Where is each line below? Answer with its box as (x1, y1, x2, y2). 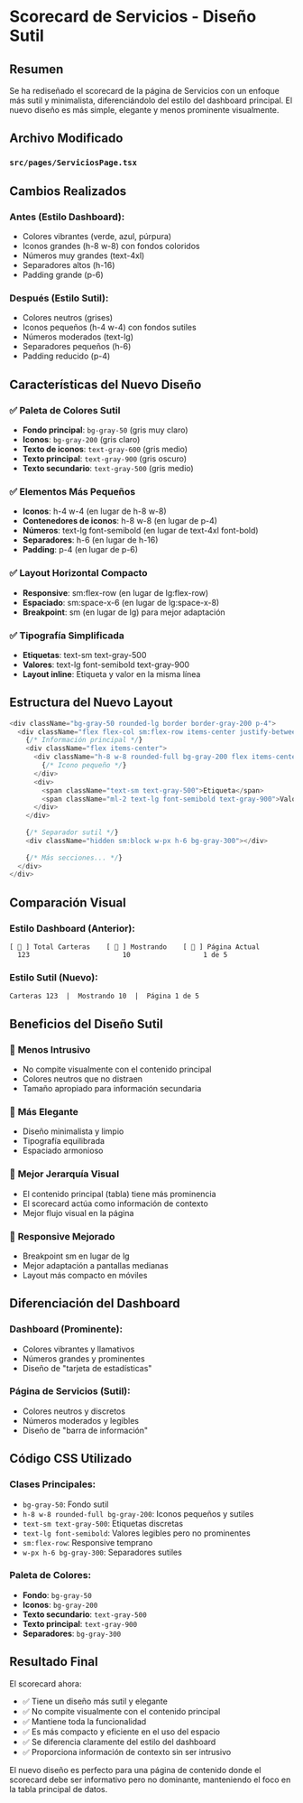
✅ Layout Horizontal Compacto (9, 567, 148, 580)
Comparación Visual (9, 895, 126, 910)
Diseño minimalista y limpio (22, 1126, 124, 1137)
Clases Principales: (9, 1478, 96, 1491)
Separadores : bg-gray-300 (22, 1628, 122, 1639)
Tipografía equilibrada (22, 1136, 106, 1147)
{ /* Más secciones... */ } (25, 853, 124, 862)
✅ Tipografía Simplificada (9, 629, 124, 642)
